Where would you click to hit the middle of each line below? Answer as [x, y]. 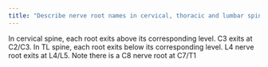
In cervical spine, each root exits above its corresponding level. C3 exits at [130, 38]
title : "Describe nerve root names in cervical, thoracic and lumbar [126, 16]
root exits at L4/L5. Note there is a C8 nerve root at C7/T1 [102, 55]
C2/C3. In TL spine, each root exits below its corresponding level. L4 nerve [131, 47]
